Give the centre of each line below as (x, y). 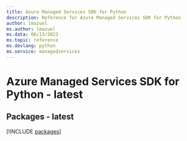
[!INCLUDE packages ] (34, 131)
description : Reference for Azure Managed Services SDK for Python (94, 18)
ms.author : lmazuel (31, 29)
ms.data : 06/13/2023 (33, 35)
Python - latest (45, 94)
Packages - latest (40, 117)
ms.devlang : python (31, 46)
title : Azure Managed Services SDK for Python (66, 12)
